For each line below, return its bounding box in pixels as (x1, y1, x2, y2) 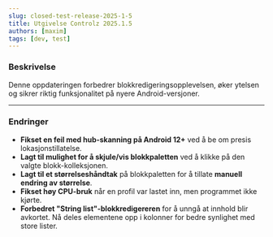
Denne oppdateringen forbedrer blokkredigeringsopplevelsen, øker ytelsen (8, 80, 260, 89)
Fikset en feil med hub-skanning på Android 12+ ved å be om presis (19, 135, 252, 144)
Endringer (8, 116, 49, 127)
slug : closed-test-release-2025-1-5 (8, 11, 132, 20)
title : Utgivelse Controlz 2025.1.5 (8, 19, 132, 28)
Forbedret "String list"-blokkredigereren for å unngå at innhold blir (19, 204, 249, 213)
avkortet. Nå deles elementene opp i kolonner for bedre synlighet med (19, 212, 256, 222)
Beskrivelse (8, 62, 56, 73)
